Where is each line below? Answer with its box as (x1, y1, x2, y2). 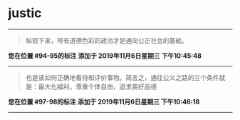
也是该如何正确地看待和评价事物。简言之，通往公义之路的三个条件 (25, 73, 219, 81)
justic (8, 5, 42, 21)
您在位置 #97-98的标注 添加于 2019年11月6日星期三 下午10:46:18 (8, 97, 200, 106)
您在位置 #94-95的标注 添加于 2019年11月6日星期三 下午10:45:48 (8, 51, 202, 60)
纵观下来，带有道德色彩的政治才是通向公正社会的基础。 (25, 36, 188, 44)
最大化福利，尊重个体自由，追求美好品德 (38, 82, 157, 91)
